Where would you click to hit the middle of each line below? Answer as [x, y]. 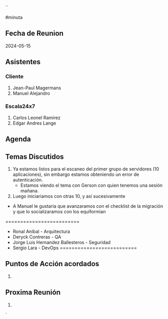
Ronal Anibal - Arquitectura [41, 231]
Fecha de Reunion [35, 34]
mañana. [30, 191]
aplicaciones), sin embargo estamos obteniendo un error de [76, 174]
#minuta [14, 17]
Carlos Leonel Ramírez [36, 117]
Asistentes [23, 62]
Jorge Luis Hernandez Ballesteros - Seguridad [62, 242]
